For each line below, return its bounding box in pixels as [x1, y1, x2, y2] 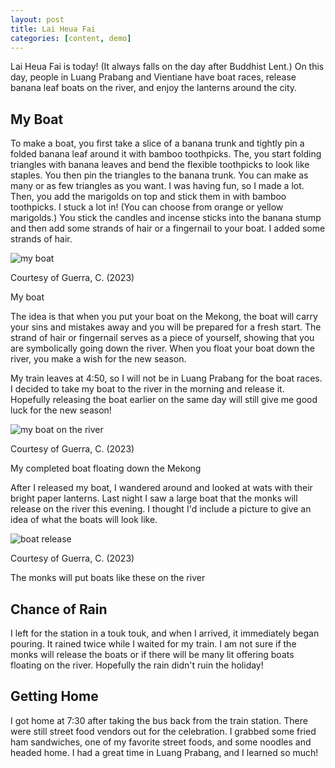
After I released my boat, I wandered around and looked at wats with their [10, 482, 313, 494]
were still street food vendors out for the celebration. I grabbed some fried [10, 725, 317, 737]
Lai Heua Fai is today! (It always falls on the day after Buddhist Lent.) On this [10, 61, 325, 73]
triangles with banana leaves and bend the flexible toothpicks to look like [10, 159, 310, 171]
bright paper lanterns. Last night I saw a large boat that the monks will [10, 492, 298, 505]
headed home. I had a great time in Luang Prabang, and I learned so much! [10, 746, 319, 758]
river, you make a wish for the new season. [10, 353, 187, 365]
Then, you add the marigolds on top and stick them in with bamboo [10, 191, 287, 203]
